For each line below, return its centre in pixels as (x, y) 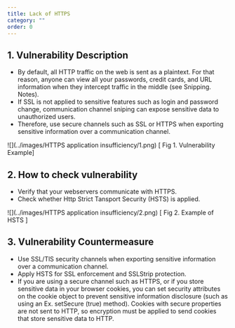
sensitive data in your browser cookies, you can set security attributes (119, 289)
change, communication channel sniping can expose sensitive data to (118, 109)
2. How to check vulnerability (73, 175)
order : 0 (20, 27)
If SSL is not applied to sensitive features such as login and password (118, 102)
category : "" (26, 20)
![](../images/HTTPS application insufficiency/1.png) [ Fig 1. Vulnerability (111, 145)
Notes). (28, 95)
